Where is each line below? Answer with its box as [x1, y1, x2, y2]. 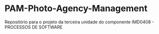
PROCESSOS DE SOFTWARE [4, 24, 63, 30]
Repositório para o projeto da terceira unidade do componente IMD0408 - [4, 19, 154, 25]
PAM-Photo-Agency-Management [4, 3, 148, 14]
